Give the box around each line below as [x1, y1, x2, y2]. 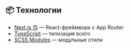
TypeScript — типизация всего [14, 30, 91, 37]
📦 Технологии [5, 5, 62, 15]
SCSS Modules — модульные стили [14, 36, 104, 43]
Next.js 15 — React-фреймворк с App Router [14, 23, 124, 31]
